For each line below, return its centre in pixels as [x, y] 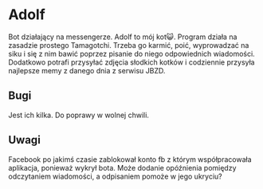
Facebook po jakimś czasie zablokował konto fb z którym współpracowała [130, 159]
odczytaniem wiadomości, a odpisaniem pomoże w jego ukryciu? [115, 176]
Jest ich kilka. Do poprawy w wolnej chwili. [79, 115]
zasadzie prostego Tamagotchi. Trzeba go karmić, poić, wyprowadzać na [129, 45]
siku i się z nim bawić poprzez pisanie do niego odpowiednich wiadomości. [131, 53]
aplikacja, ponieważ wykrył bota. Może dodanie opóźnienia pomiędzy [122, 167]
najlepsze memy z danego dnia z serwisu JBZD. [87, 70]
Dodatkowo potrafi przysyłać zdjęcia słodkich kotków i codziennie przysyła [131, 62]
